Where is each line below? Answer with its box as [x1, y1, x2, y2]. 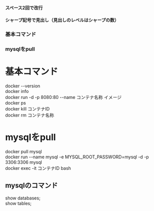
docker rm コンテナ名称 [5, 112, 54, 118]
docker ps [5, 99, 26, 105]
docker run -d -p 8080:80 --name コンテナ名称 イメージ [5, 94, 122, 100]
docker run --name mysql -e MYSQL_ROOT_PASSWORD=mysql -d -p [5, 154, 149, 160]
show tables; [5, 200, 32, 206]
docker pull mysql [5, 148, 42, 154]
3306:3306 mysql [5, 159, 42, 165]
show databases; [5, 195, 41, 201]
